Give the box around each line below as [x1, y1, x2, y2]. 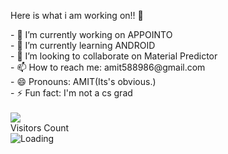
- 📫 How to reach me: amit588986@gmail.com [10, 61, 206, 73]
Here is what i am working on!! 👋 [10, 10, 144, 21]
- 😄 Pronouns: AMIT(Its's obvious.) [10, 76, 157, 87]
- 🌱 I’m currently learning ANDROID [10, 40, 156, 51]
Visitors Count [10, 122, 70, 134]
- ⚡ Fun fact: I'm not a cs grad [10, 87, 133, 99]
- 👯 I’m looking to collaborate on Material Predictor [10, 50, 218, 62]
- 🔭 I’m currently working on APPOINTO [10, 29, 173, 40]
